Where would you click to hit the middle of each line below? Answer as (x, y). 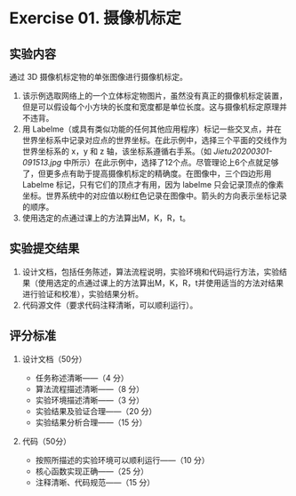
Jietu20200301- (243, 151)
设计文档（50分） (54, 359)
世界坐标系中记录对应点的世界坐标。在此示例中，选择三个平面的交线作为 (154, 140)
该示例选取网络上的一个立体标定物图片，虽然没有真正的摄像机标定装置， (154, 96)
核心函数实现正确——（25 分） (92, 471)
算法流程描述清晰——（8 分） (90, 388)
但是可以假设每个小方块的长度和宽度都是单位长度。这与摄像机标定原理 (151, 107)
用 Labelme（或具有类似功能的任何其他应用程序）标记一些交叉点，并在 (152, 129)
